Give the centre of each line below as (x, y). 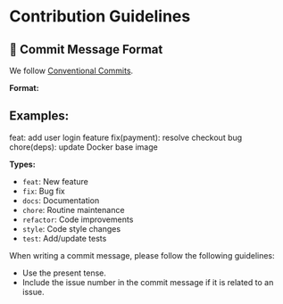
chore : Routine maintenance (73, 210)
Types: (22, 164)
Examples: (39, 116)
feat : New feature (55, 181)
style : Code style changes (71, 228)
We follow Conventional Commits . (71, 70)
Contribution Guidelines (100, 16)
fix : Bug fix (43, 191)
